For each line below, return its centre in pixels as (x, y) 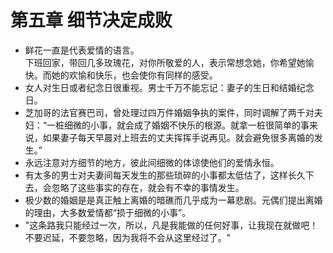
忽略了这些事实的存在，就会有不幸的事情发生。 (148, 187)
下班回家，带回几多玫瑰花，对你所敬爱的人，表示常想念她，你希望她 (165, 62)
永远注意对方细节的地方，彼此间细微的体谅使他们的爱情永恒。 (152, 162)
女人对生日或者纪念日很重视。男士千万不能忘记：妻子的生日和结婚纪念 (169, 87)
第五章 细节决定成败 (91, 20)
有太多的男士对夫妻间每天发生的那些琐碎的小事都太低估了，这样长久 (165, 175)
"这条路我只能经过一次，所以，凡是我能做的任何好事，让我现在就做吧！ (171, 225)
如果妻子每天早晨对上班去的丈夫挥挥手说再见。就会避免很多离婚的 (178, 137)
